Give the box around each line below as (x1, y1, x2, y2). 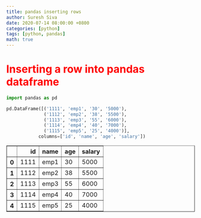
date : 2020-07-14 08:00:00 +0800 (6, 20, 90, 26)
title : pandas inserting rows (6, 8, 82, 15)
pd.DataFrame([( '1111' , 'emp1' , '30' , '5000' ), (6, 105, 127, 111)
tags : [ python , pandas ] (6, 31, 66, 37)
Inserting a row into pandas (6, 62, 145, 76)
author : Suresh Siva (6, 14, 58, 20)
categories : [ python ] (6, 25, 60, 32)
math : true (6, 37, 33, 43)
